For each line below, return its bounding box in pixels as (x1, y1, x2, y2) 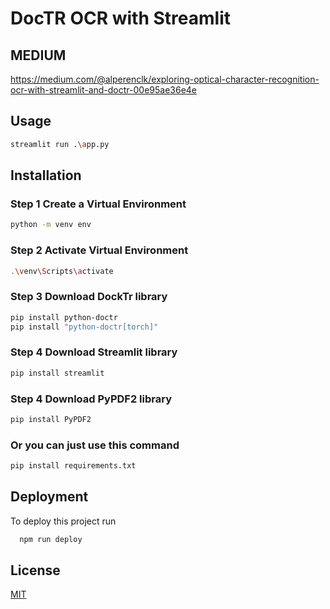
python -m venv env (10, 220, 92, 230)
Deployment (10, 488, 89, 506)
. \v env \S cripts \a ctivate (10, 266, 114, 276)
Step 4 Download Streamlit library (10, 345, 178, 359)
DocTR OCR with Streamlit (10, 7, 231, 30)
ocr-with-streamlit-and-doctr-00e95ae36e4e (10, 84, 198, 96)
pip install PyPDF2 (10, 414, 92, 424)
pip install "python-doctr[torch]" (10, 322, 159, 332)
